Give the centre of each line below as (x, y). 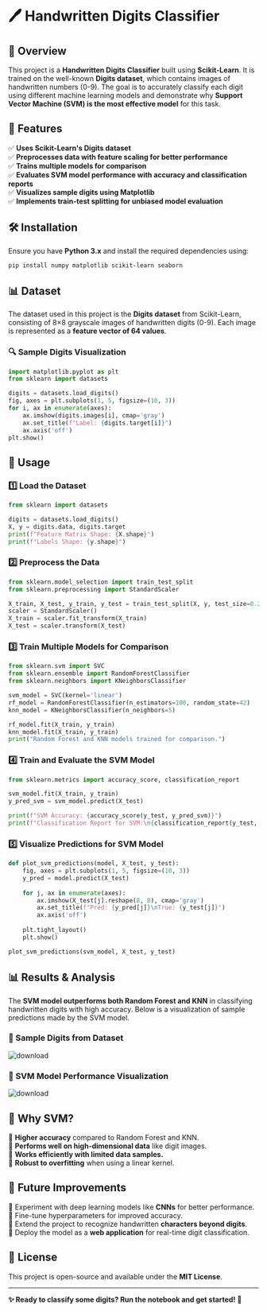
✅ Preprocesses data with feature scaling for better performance (118, 157)
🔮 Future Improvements (68, 1188)
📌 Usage (29, 462)
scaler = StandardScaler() (53, 611)
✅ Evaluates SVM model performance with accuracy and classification (128, 175)
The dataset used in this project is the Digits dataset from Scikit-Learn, (125, 314)
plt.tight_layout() (55, 930)
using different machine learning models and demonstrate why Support (126, 95)
